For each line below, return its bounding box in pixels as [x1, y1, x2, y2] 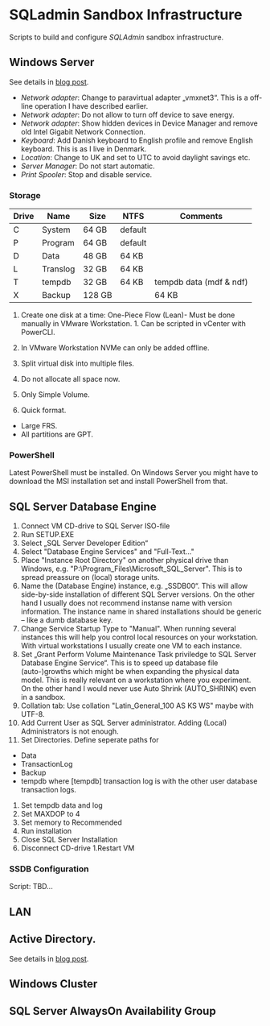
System [42, 224, 71, 235]
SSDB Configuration [9, 863, 89, 875]
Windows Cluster [9, 977, 98, 991]
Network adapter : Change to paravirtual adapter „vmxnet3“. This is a [20, 93, 248, 102]
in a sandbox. [20, 693, 66, 702]
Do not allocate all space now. [20, 374, 121, 384]
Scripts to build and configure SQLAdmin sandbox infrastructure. [9, 32, 224, 42]
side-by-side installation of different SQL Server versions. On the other [20, 590, 256, 599]
